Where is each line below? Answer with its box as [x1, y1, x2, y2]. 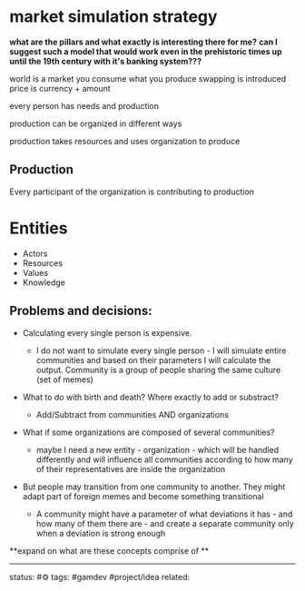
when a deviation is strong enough [35, 527, 166, 538]
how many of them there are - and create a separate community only [35, 517, 295, 528]
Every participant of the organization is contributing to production [9, 186, 255, 197]
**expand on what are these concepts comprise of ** [9, 545, 210, 556]
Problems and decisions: [9, 303, 152, 319]
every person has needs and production [9, 100, 160, 111]
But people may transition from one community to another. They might [22, 481, 286, 492]
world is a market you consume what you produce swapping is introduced [9, 73, 287, 84]
